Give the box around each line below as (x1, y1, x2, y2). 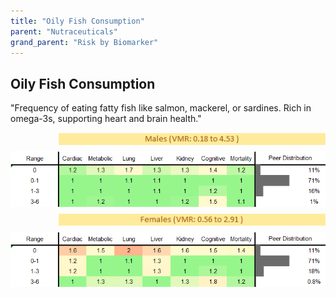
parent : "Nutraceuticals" (10, 26, 118, 37)
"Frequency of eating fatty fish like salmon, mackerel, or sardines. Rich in (10, 102, 312, 114)
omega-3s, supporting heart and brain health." (10, 113, 202, 125)
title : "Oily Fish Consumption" (10, 16, 145, 26)
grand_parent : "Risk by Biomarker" (10, 37, 159, 47)
